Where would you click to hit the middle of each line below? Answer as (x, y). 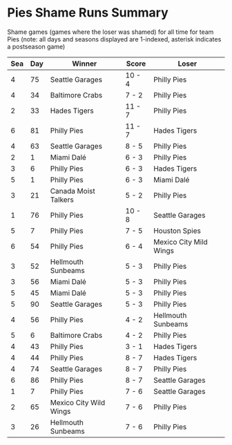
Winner (85, 64)
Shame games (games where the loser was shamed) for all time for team (110, 32)
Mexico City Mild (181, 242)
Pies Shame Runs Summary (88, 13)
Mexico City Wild (78, 402)
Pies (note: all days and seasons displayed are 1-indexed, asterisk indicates (114, 39)
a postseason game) (36, 46)
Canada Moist (72, 191)
